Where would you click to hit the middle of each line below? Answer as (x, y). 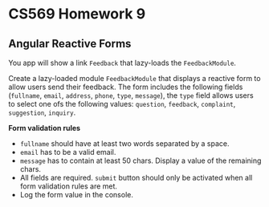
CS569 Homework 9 (77, 14)
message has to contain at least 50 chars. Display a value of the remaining (141, 160)
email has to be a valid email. (68, 152)
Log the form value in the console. (77, 195)
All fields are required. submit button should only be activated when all (136, 178)
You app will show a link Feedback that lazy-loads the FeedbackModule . (122, 63)
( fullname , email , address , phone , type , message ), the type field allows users (131, 95)
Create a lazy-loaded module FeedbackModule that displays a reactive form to (134, 78)
